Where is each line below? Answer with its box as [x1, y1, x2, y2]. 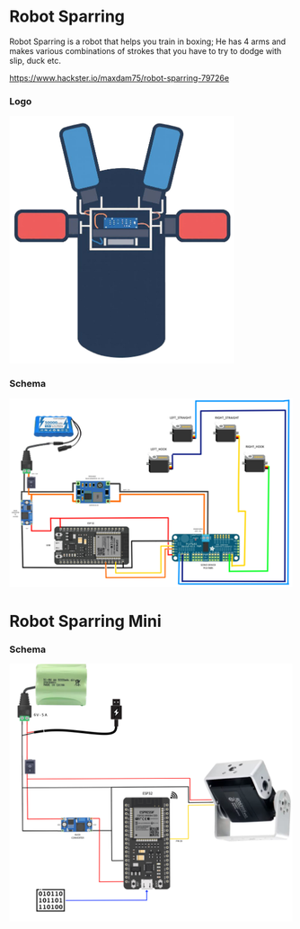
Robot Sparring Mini [9, 611, 162, 631]
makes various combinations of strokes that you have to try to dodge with [9, 45, 282, 56]
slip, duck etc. [9, 55, 61, 66]
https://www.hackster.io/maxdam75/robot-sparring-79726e [9, 72, 230, 83]
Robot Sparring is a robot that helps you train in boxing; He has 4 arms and [9, 36, 287, 47]
